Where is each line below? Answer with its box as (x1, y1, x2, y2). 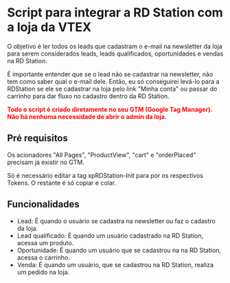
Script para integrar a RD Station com (7, 5, 223, 21)
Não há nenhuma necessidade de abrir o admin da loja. (7, 112, 167, 121)
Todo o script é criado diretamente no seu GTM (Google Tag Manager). (7, 105, 213, 113)
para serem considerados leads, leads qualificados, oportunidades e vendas (7, 49, 224, 58)
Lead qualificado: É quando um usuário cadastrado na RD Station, (16, 231, 204, 240)
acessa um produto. (16, 238, 74, 247)
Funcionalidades (7, 199, 80, 210)
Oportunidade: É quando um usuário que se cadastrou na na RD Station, (16, 246, 222, 254)
